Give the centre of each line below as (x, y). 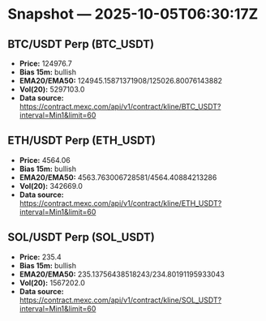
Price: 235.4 (40, 257)
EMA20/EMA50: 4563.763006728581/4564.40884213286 (118, 177)
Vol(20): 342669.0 (51, 186)
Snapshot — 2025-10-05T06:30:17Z (133, 14)
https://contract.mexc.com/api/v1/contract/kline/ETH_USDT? (120, 203)
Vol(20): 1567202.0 (52, 282)
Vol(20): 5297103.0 (52, 89)
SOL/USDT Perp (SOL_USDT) (81, 237)
